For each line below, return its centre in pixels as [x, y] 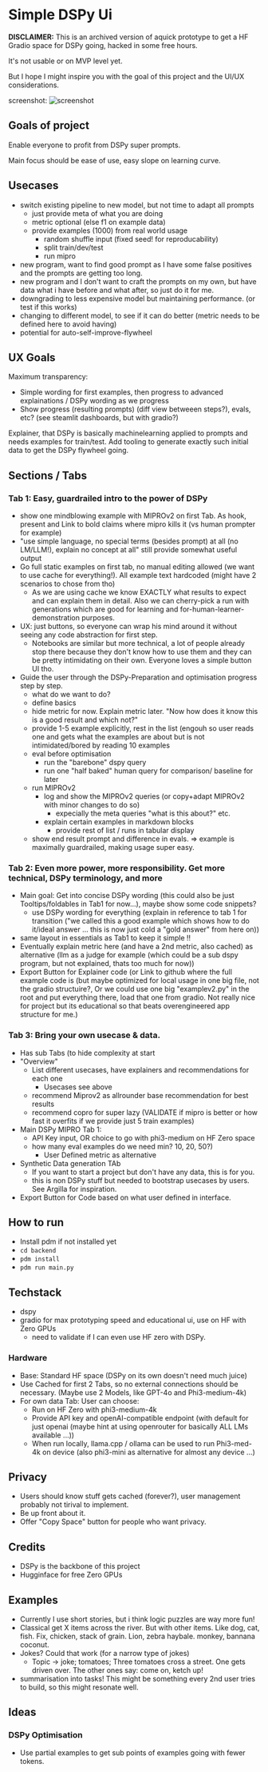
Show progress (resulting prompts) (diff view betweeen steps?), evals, [135, 409]
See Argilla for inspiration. [74, 1189]
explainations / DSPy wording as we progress [94, 401]
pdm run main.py [47, 1268]
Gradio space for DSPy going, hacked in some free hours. [103, 45]
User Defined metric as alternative [100, 1155]
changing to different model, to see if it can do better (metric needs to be [140, 315]
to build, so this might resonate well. [79, 1687]
